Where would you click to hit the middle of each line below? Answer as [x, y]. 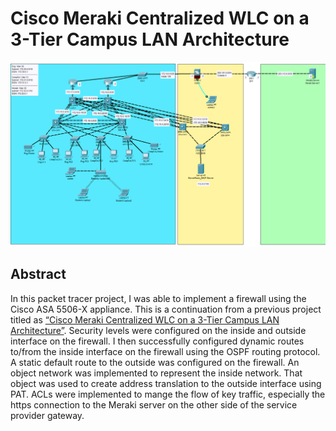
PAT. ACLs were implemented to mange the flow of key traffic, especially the [168, 394]
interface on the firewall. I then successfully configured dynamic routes [157, 341]
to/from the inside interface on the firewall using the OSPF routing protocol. [165, 351]
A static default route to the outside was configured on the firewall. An [155, 362]
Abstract [38, 274]
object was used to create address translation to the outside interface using [166, 383]
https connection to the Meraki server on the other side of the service [154, 404]
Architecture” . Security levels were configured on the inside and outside [158, 330]
